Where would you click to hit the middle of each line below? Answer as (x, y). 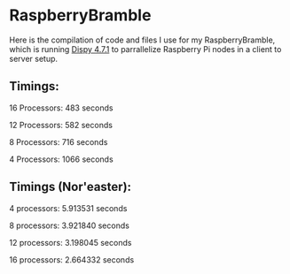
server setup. (34, 58)
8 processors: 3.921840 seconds (70, 225)
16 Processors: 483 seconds (61, 108)
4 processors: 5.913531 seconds (68, 208)
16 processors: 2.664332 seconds (72, 259)
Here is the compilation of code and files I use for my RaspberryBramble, (142, 40)
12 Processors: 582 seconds (61, 125)
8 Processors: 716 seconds (59, 141)
